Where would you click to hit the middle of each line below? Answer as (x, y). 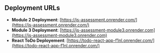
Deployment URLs (32, 8)
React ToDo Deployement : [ (40, 40)
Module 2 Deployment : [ (36, 19)
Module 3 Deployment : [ (36, 30)
